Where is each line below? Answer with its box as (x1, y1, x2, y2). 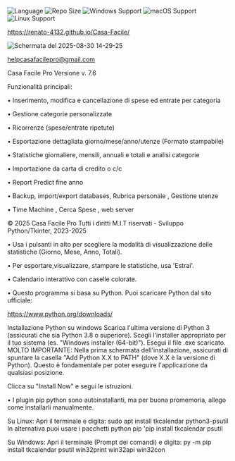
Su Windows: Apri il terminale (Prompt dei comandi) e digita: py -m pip (7, 438, 212, 446)
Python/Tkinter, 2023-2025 (7, 226, 87, 235)
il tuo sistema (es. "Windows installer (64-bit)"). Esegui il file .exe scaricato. (7, 338, 227, 347)
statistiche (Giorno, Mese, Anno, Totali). (7, 247, 122, 256)
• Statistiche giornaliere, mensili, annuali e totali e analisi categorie (7, 151, 200, 159)
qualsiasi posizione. (7, 369, 65, 376)
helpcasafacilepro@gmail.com (7, 55, 96, 63)
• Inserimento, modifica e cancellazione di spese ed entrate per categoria (7, 96, 221, 104)
